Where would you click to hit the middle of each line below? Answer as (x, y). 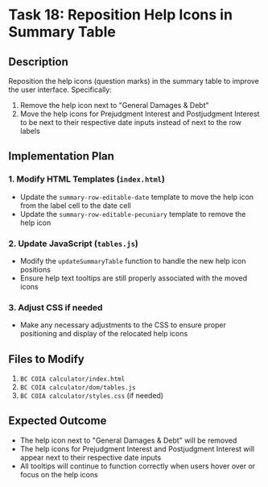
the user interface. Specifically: (60, 89)
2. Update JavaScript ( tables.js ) (73, 243)
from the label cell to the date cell (75, 205)
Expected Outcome (58, 421)
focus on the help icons (59, 474)
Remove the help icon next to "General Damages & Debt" (114, 105)
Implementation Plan (62, 156)
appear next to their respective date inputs (91, 457)
